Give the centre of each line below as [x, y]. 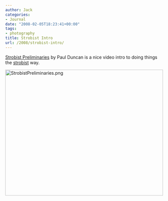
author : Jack [19, 10]
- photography [20, 33]
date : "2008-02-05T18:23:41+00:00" [43, 24]
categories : [18, 15]
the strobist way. [22, 62]
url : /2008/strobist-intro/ [35, 43]
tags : [11, 29]
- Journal [16, 19]
